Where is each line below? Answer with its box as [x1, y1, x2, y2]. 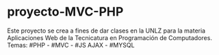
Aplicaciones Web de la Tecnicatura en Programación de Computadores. [7, 33, 212, 41]
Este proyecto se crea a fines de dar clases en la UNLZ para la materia [7, 26, 206, 35]
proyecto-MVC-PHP [7, 4, 124, 20]
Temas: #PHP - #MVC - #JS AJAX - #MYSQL [7, 41, 135, 49]
